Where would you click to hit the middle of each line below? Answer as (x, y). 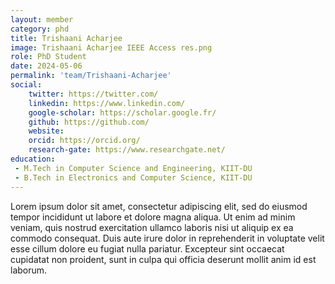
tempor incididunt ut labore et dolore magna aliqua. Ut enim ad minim (153, 217)
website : (46, 131)
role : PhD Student (48, 57)
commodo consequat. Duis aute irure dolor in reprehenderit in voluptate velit (167, 238)
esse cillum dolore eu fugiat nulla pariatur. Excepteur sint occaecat (147, 248)
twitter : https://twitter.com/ (93, 94)
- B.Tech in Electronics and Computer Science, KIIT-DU (133, 177)
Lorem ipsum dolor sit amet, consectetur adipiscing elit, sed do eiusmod (159, 206)
